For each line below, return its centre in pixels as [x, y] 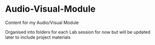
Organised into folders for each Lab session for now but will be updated [78, 32]
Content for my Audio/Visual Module [42, 22]
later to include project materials [38, 37]
